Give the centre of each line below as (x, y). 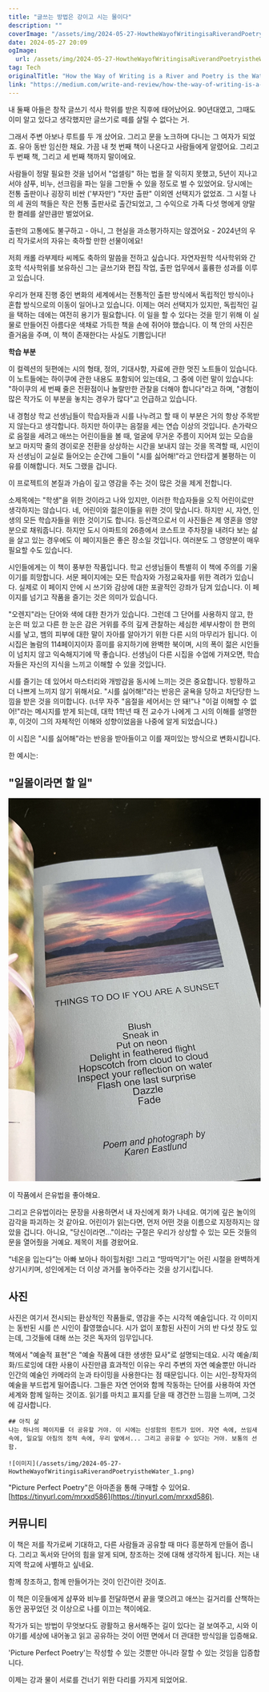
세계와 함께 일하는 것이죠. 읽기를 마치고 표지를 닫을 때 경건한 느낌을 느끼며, (124, 1395)
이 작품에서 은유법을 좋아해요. (54, 1195)
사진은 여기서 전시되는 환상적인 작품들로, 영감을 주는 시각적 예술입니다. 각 (122, 1317)
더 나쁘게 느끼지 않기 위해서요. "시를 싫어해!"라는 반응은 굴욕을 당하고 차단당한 (130, 691)
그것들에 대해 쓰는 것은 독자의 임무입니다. (89, 1337)
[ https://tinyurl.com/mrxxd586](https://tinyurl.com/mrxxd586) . (111, 1496)
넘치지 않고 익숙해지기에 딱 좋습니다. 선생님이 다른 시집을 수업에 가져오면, (131, 654)
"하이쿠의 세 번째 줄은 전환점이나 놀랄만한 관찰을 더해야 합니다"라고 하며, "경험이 (134, 389)
